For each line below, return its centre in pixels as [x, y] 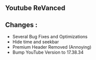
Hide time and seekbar [36, 42]
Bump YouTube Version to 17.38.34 [48, 52]
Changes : [21, 25]
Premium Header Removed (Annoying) [52, 47]
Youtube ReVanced [35, 8]
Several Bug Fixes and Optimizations [50, 37]
